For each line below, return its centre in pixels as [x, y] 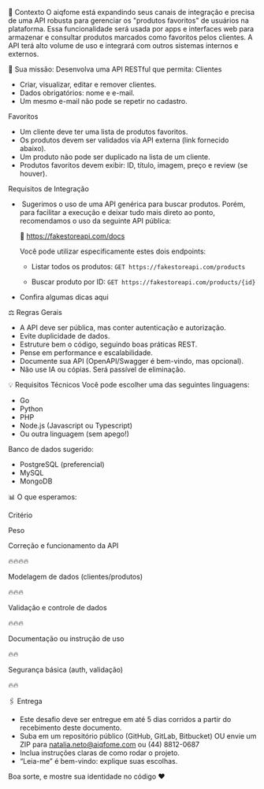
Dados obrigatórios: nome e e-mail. [77, 93]
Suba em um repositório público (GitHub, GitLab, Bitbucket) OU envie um [138, 736]
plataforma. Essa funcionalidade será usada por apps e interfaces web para [131, 29]
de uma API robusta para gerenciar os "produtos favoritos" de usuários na [129, 20]
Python [31, 409]
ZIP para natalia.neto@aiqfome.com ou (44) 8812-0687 [109, 745]
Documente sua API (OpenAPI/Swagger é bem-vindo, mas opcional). [132, 361]
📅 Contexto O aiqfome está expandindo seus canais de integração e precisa [131, 12]
